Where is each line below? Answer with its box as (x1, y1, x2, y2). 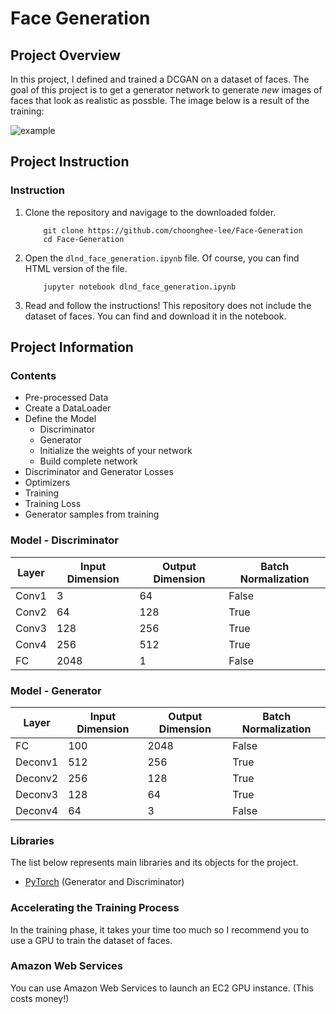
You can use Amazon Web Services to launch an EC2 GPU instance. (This (10, 982, 314, 994)
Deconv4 (15, 803, 59, 817)
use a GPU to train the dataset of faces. (10, 934, 173, 946)
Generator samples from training (24, 508, 160, 521)
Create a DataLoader (24, 402, 112, 414)
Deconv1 (15, 755, 59, 769)
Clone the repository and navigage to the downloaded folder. (24, 206, 277, 218)
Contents (10, 369, 57, 382)
